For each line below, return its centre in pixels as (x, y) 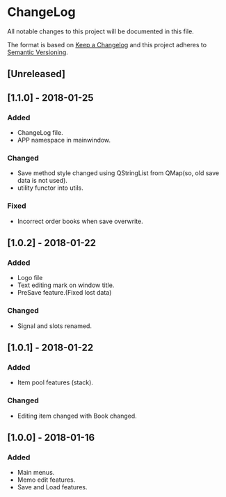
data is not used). (42, 181)
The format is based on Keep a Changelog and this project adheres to (107, 44)
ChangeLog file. (40, 133)
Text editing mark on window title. (66, 285)
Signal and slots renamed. (55, 326)
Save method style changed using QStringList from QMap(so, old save (118, 173)
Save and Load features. (53, 487)
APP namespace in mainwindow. (64, 140)
